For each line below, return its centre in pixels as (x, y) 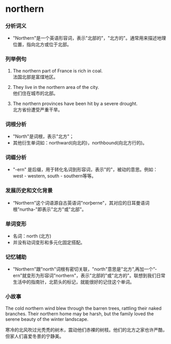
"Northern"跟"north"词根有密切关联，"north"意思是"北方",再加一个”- (85, 269)
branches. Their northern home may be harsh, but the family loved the (80, 314)
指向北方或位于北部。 (49, 45)
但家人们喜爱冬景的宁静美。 (35, 336)
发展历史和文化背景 (29, 191)
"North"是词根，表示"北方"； (43, 136)
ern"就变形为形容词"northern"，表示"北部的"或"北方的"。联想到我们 (84, 276)
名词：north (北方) (32, 236)
